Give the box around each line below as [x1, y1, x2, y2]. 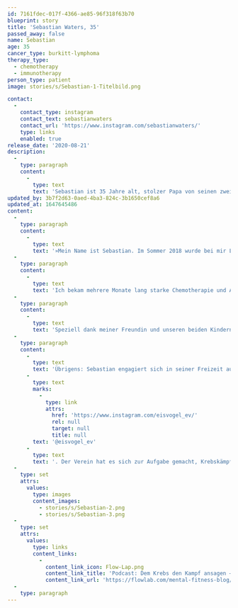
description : [7, 148, 46, 156]
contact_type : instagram [20, 109, 93, 116]
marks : [33, 385, 52, 393]
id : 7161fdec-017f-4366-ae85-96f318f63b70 [7, 10, 135, 18]
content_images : [33, 497, 81, 505]
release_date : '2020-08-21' [7, 142, 91, 149]
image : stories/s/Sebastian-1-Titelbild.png [7, 83, 141, 90]
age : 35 [7, 43, 30, 50]
